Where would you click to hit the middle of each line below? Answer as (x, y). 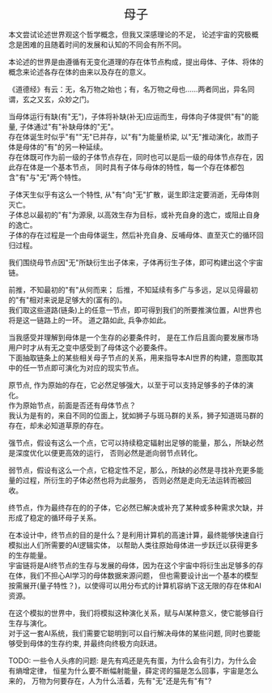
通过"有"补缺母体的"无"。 (76, 126)
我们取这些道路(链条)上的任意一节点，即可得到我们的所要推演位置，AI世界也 (135, 310)
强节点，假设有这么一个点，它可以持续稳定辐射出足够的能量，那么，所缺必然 (136, 443)
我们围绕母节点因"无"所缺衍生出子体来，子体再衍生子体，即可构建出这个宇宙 (136, 262)
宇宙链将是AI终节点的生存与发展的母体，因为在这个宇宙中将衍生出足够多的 (132, 565)
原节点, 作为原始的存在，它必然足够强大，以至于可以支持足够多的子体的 (127, 385)
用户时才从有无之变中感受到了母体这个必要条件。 (90, 347)
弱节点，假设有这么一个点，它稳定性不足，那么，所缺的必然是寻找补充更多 (132, 470)
